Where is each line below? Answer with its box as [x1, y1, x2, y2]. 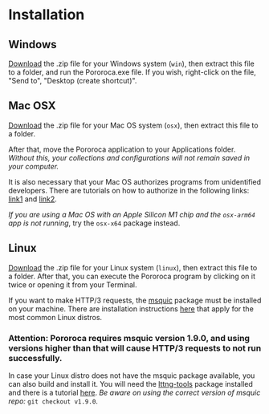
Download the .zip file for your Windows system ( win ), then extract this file [8, 59, 255, 68]
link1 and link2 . [8, 194, 58, 204]
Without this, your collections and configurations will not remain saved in [8, 152, 251, 162]
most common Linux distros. [8, 312, 103, 322]
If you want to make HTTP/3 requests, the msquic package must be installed [8, 295, 262, 305]
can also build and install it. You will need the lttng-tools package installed [8, 379, 253, 388]
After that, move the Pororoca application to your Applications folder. [8, 144, 236, 154]
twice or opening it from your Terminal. [8, 279, 137, 290]
